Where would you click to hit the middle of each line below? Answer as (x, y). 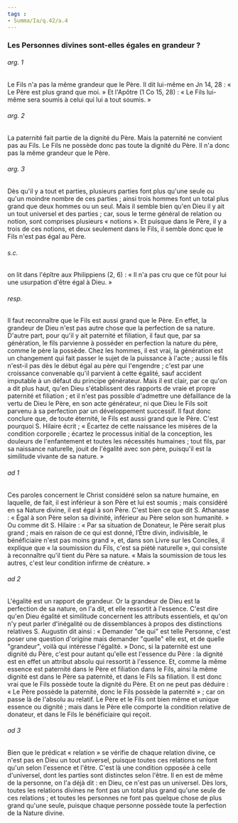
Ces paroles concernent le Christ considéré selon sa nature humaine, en (113, 495)
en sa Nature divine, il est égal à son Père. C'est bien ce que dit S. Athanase (118, 510)
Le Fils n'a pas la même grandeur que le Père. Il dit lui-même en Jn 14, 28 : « (119, 84)
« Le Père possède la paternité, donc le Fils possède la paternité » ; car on (116, 692)
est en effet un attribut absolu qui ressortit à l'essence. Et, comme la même (117, 661)
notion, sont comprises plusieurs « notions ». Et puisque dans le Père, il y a (117, 222)
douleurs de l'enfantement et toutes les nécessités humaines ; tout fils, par (117, 441)
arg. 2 (16, 116)
